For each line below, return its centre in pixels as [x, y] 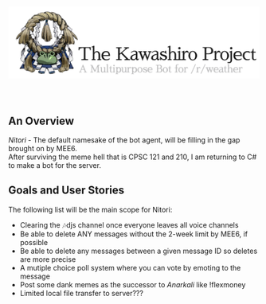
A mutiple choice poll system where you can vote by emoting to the [130, 267]
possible [34, 242]
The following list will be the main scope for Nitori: [90, 209]
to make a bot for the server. [55, 165]
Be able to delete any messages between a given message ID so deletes [139, 251]
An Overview [41, 121]
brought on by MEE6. [43, 148]
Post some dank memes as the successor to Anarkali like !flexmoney [133, 284]
